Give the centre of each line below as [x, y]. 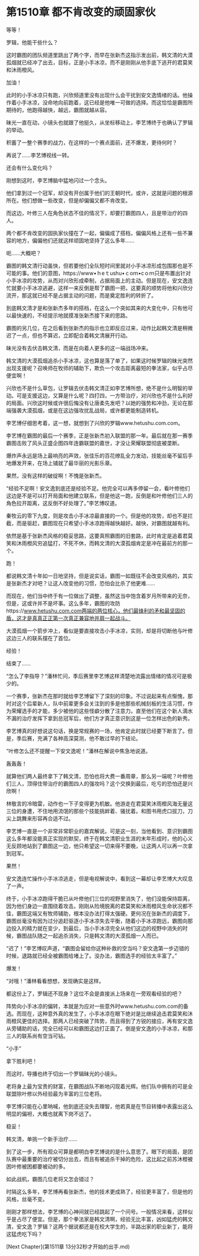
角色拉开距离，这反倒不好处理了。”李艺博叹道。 [63, 503]
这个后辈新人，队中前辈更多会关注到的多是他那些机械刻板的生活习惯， [102, 703]
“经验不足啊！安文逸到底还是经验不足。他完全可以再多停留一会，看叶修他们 [98, 488]
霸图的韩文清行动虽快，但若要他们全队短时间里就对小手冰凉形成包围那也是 [97, 265]
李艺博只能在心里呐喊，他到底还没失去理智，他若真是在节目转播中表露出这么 [99, 1106]
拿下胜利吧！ [22, 1061]
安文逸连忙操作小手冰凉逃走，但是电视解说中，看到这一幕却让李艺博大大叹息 [99, 878]
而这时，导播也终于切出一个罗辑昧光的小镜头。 [63, 1073]
